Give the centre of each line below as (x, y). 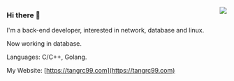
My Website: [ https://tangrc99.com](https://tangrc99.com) (91, 71)
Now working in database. (44, 44)
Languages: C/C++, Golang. (47, 57)
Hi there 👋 (24, 15)
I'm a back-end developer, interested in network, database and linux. (105, 30)
